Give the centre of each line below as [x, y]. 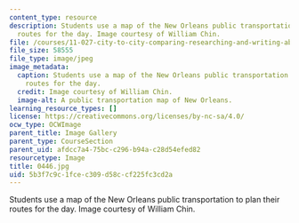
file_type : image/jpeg [51, 59]
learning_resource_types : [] [63, 108]
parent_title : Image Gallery [63, 133]
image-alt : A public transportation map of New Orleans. [125, 100]
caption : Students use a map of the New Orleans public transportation [153, 76]
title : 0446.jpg [39, 166]
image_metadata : [39, 68]
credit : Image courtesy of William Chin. [95, 92]
